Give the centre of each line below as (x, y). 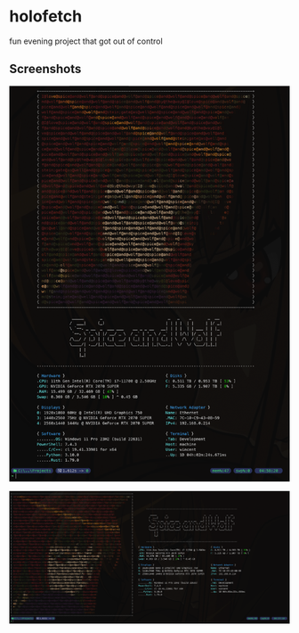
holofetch (46, 16)
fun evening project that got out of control (86, 41)
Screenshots (45, 69)
